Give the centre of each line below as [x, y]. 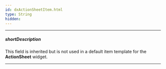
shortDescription [23, 39]
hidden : [13, 19]
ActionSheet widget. [26, 57]
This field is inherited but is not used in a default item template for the [76, 52]
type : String [19, 14]
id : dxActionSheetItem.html [34, 10]
